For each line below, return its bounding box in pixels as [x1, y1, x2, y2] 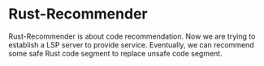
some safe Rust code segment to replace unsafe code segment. [8, 48, 223, 58]
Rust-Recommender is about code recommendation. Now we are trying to [8, 31, 256, 41]
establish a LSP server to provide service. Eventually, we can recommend [8, 39, 254, 49]
